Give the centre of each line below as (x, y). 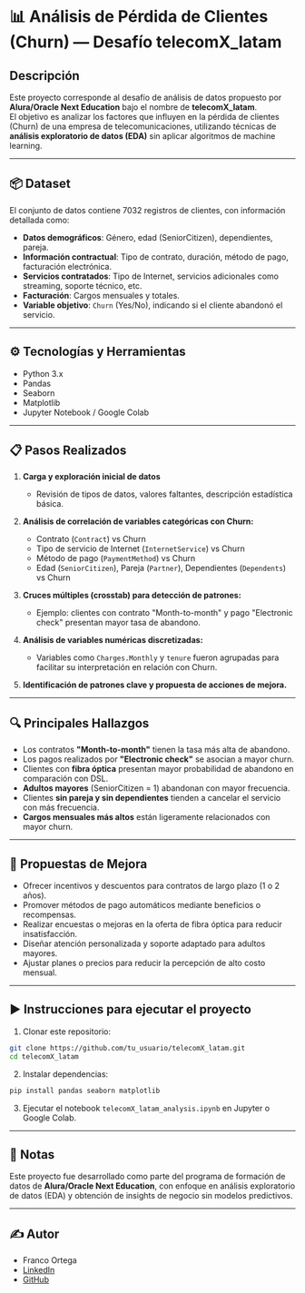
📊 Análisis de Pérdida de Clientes (139, 17)
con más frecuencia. (61, 807)
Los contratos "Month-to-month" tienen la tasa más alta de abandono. (156, 750)
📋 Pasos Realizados (68, 451)
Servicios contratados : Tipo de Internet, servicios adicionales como (151, 276)
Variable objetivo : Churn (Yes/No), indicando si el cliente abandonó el (152, 305)
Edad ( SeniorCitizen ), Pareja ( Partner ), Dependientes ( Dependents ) (161, 568)
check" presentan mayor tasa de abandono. (118, 623)
